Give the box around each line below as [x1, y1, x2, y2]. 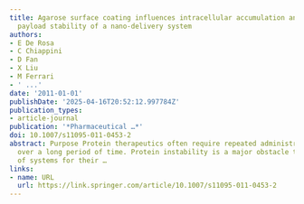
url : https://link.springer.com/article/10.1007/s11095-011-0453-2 [17, 181, 278, 190]
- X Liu [9, 64, 39, 73]
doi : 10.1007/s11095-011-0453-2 [9, 131, 131, 140]
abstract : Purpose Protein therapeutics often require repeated [9, 139, 257, 148]
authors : [9, 30, 43, 39]
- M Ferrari [9, 72, 54, 81]
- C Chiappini [9, 47, 63, 56]
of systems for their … [17, 155, 107, 165]
